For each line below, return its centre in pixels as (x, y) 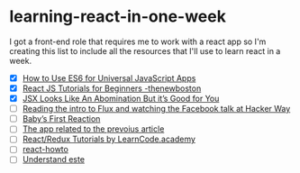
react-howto (45, 150)
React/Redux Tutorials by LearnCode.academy (109, 139)
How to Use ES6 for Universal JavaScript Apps (109, 77)
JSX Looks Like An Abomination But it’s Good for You (121, 99)
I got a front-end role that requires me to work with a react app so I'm (138, 41)
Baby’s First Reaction (61, 119)
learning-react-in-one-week (118, 17)
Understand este (54, 159)
